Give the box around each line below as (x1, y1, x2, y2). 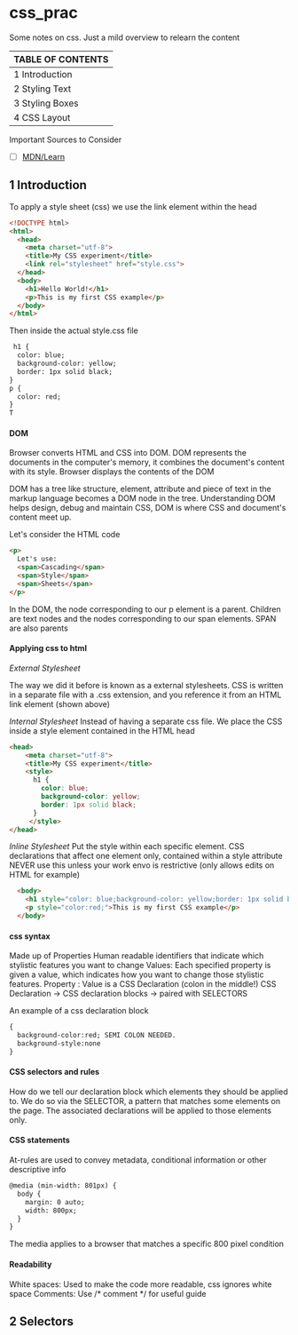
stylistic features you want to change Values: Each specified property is (9, 960, 271, 971)
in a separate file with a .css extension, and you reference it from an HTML (9, 689, 282, 700)
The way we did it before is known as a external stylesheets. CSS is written (9, 679, 284, 690)
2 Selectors (9, 1314, 74, 1329)
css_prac (9, 3, 78, 23)
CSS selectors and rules (9, 1067, 100, 1077)
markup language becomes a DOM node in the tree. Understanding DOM (9, 493, 276, 504)
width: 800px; (25, 1206, 77, 1215)
